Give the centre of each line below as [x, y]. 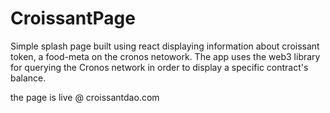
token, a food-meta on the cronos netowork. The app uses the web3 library [165, 56]
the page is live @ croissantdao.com [85, 97]
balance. [28, 78]
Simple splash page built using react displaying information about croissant [165, 46]
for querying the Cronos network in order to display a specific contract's [159, 67]
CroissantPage [73, 18]
